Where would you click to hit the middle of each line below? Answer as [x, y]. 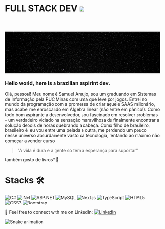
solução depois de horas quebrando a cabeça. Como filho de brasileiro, [78, 125]
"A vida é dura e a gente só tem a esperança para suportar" [77, 151]
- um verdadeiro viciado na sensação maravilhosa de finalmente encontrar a [82, 120]
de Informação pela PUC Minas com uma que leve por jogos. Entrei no [76, 99]
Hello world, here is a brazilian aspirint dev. [58, 83]
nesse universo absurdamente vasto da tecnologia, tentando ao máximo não [82, 136]
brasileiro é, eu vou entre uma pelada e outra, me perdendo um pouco [76, 130]
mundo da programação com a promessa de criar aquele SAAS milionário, [80, 104]
